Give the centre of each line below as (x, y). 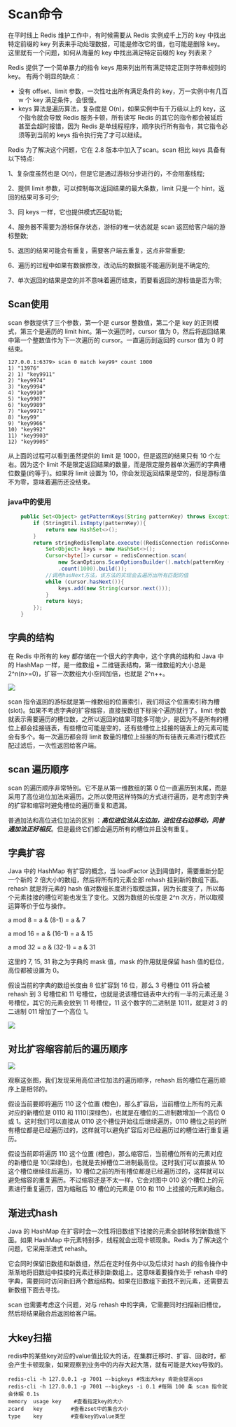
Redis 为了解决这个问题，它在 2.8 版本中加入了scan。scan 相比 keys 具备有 (117, 149)
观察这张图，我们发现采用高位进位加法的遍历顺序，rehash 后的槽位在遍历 (114, 1080)
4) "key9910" (27, 393)
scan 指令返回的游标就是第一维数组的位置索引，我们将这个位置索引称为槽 (114, 702)
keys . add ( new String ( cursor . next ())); (114, 588)
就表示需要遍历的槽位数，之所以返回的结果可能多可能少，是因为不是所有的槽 (118, 719)
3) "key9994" (27, 387)
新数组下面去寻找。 (36, 1290)
